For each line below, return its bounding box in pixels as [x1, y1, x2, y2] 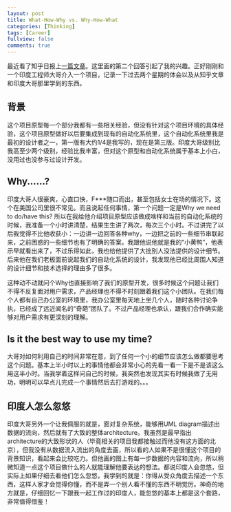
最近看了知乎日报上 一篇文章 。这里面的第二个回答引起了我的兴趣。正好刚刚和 [7, 62, 224, 70]
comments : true [7, 42, 51, 49]
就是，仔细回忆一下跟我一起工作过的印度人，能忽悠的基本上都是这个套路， [12, 489, 224, 497]
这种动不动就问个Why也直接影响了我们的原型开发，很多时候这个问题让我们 [7, 278, 219, 287]
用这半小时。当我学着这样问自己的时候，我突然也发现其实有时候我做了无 [7, 369, 212, 378]
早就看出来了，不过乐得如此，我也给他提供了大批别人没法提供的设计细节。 [12, 246, 224, 255]
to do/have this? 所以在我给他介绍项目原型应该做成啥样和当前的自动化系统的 [7, 212, 223, 221]
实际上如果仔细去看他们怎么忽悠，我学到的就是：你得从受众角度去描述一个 [7, 471, 218, 480]
